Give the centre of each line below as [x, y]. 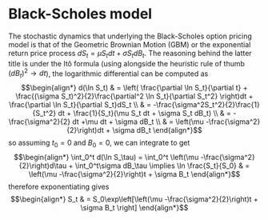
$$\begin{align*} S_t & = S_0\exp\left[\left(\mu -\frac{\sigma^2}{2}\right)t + [134, 199]
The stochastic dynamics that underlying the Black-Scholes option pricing [130, 36]
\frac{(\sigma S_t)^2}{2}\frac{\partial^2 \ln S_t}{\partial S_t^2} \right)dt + [134, 96]
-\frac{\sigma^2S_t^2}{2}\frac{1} [206, 105]
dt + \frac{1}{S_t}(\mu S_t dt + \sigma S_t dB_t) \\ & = [145, 114]
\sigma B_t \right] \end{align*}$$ [134, 207]
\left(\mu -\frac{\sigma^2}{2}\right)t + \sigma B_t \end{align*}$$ [134, 174]
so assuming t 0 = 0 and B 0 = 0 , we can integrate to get [99, 143]
